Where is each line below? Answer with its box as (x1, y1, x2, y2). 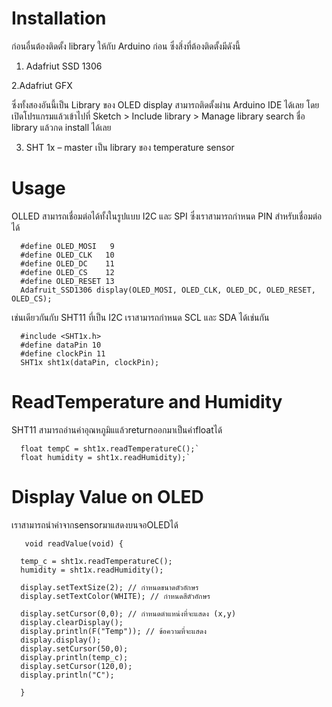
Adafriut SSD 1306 (25, 60, 103, 72)
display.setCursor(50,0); (20, 643, 129, 654)
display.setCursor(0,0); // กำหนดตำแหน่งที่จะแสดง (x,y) (20, 608, 237, 619)
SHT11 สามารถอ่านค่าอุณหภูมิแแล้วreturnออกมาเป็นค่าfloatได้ (11, 423, 223, 436)
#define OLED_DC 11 (20, 258, 115, 269)
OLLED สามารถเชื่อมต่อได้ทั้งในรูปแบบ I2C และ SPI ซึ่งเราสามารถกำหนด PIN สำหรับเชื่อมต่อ (11, 210, 323, 222)
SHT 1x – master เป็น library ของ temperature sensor (25, 141, 235, 153)
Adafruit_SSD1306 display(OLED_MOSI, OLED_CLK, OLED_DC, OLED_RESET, (20, 285, 316, 295)
